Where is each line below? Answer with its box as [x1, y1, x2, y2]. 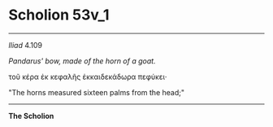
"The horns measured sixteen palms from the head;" [8, 87, 185, 97]
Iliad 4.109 [8, 40, 43, 50]
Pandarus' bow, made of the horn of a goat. [8, 55, 156, 66]
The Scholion [8, 111, 54, 120]
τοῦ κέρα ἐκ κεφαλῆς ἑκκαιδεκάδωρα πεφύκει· [8, 72, 167, 81]
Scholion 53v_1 [8, 6, 110, 24]
